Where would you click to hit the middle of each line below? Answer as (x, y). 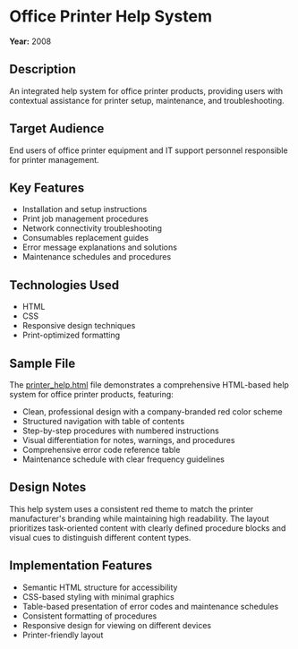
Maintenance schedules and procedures (97, 257)
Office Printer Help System (111, 17)
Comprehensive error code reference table (101, 450)
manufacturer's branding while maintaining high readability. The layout (140, 518)
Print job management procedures (85, 219)
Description (43, 69)
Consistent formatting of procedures (89, 616)
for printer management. (55, 159)
